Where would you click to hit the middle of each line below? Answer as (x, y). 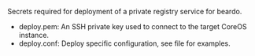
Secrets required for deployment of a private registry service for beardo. (125, 11)
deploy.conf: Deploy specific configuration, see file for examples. (124, 43)
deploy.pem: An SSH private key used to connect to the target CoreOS (133, 26)
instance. (33, 35)
